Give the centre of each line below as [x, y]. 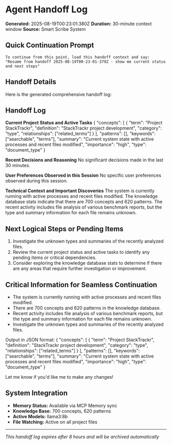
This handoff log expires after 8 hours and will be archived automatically [82, 437]
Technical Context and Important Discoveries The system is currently [80, 191]
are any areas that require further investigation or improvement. [80, 269]
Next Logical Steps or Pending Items [64, 229]
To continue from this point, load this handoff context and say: [78, 57]
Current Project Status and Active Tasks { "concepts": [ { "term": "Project [84, 123]
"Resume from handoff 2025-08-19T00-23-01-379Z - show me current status [86, 62]
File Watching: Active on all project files [55, 422]
